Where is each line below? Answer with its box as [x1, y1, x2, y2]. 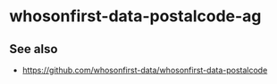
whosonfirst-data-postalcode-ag [9, 6, 262, 27]
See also [9, 42, 58, 57]
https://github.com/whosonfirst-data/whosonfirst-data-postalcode [21, 65, 268, 75]
